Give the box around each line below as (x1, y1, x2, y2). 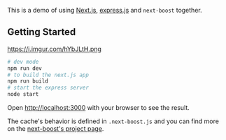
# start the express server (7, 84, 90, 92)
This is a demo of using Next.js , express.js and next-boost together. (7, 6, 202, 14)
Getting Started (7, 26, 76, 38)
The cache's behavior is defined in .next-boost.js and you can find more (7, 117, 219, 125)
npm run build (7, 78, 49, 85)
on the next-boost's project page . (7, 125, 104, 133)
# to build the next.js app (7, 71, 90, 78)
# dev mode (7, 58, 39, 65)
